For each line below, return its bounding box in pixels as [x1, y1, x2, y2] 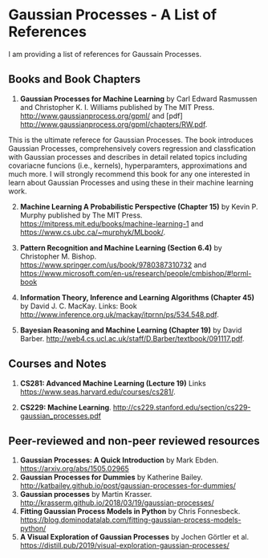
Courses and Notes [8, 357, 107, 371]
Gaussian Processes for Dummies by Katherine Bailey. [19, 472, 203, 483]
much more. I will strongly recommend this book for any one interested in [8, 169, 250, 178]
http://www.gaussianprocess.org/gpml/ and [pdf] [19, 111, 183, 120]
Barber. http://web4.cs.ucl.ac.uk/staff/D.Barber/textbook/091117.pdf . [19, 333, 245, 343]
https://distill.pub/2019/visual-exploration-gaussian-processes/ [19, 540, 230, 551]
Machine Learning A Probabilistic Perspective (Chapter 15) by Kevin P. [19, 202, 258, 211]
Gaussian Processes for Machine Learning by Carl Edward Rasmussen [19, 94, 258, 104]
